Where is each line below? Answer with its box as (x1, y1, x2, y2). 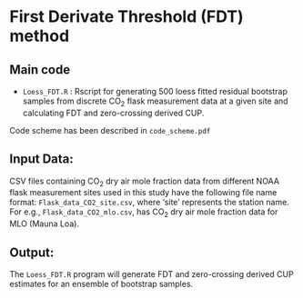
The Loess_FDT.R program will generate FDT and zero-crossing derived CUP (9, 269, 294, 280)
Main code (9, 62, 71, 77)
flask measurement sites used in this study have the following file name (9, 187, 278, 198)
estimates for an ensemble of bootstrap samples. (9, 279, 194, 290)
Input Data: (9, 152, 75, 167)
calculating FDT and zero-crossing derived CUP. (22, 107, 205, 118)
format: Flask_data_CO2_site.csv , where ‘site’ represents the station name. (9, 197, 289, 208)
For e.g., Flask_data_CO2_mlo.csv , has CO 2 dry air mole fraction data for (9, 206, 278, 220)
